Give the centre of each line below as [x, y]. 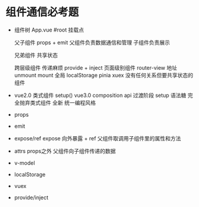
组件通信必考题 [42, 12]
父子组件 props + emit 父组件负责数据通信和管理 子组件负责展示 [92, 42]
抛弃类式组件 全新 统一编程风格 [57, 102]
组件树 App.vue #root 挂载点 [49, 30]
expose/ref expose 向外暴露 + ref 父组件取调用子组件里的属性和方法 [97, 138]
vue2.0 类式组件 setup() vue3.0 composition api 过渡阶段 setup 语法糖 [100, 95]
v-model [24, 163]
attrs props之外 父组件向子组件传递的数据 [65, 151]
